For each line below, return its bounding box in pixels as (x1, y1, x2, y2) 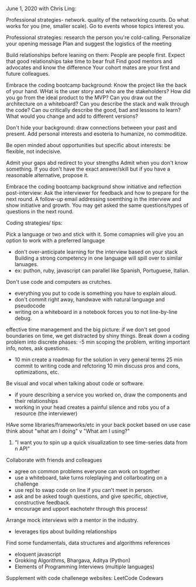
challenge (14, 480, 39, 487)
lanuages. (14, 261, 39, 267)
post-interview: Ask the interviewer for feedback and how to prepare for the (6, 189, 189, 196)
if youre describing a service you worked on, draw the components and (14, 391, 187, 398)
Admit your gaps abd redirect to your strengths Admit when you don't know (6, 160, 188, 166)
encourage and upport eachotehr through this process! (14, 505, 148, 512)
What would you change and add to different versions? (6, 113, 139, 120)
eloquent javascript (14, 551, 61, 558)
